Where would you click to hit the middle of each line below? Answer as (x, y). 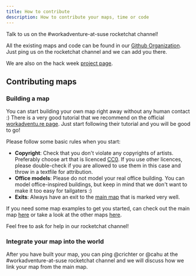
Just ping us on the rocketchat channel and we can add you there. (86, 51)
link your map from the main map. (47, 267)
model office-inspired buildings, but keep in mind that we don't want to (101, 184)
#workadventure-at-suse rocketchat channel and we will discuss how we (95, 261)
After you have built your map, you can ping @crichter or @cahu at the (92, 254)
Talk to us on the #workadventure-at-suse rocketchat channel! (82, 34)
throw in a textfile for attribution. (54, 172)
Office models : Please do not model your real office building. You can (99, 178)
